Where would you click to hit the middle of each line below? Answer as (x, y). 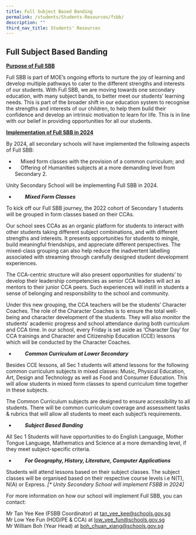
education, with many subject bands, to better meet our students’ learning (95, 96)
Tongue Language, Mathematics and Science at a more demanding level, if (96, 443)
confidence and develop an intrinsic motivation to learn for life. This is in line (98, 115)
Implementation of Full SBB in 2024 (50, 132)
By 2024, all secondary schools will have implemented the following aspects (98, 144)
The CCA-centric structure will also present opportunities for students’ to (94, 275)
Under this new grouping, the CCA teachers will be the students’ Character (96, 305)
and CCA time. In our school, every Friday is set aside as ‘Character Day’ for (97, 330)
